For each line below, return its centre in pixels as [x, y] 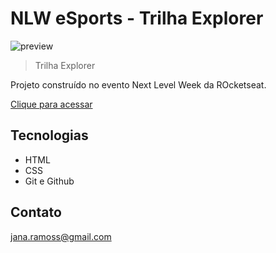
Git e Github [49, 181]
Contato [36, 212]
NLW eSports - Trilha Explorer [137, 18]
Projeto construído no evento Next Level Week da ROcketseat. [138, 84]
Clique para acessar [51, 104]
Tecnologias [49, 135]
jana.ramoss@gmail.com [61, 236]
